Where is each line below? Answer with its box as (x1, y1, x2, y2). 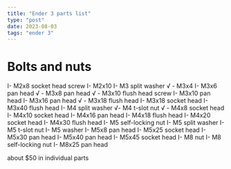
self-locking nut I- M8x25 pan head (7, 141, 109, 149)
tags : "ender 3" (7, 29, 54, 37)
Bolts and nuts (7, 59, 92, 74)
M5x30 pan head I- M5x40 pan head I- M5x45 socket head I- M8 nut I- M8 (7, 133, 221, 141)
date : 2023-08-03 (7, 23, 57, 30)
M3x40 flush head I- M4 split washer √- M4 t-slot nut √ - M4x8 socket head (7, 104, 225, 112)
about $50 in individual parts (7, 154, 89, 162)
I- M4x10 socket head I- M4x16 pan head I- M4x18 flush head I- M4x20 (7, 111, 211, 119)
